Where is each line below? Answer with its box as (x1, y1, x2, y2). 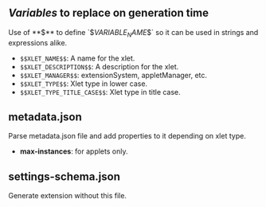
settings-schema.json (8, 170, 121, 183)
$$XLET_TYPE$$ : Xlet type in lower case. (19, 79, 148, 88)
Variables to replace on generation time (8, 6, 209, 20)
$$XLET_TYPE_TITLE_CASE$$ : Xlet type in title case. (19, 87, 181, 96)
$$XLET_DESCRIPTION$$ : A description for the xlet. (19, 61, 179, 71)
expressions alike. (8, 37, 68, 47)
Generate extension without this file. (8, 191, 127, 201)
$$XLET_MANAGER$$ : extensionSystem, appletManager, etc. (19, 70, 208, 80)
